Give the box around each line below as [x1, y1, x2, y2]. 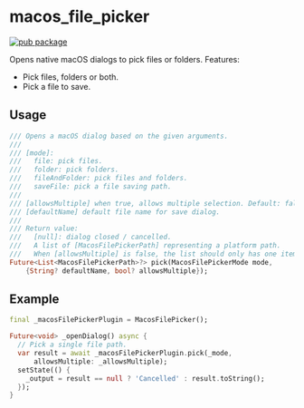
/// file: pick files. [9, 157, 103, 166]
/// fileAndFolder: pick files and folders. [9, 174, 188, 183]
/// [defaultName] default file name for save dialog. [9, 207, 221, 217]
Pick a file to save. [22, 81, 91, 92]
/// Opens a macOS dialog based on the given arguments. [9, 131, 229, 141]
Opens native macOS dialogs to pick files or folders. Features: [9, 53, 240, 64]
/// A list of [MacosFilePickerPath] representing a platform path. [9, 241, 281, 250]
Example [9, 292, 60, 307]
